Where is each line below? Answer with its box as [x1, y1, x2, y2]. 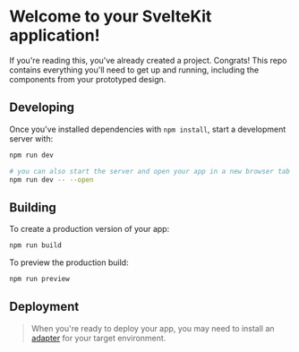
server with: [9, 133, 54, 144]
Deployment [9, 299, 80, 314]
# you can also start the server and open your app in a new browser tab [9, 167, 291, 176]
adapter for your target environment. [30, 332, 167, 343]
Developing [9, 100, 74, 116]
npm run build [9, 241, 63, 250]
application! [9, 25, 100, 46]
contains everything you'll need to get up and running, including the [9, 64, 260, 75]
